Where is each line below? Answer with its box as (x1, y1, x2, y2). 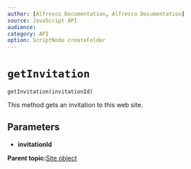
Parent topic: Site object (7, 153, 78, 162)
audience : (7, 23, 37, 31)
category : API (7, 30, 50, 38)
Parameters (7, 121, 60, 133)
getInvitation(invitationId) (7, 88, 93, 96)
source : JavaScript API (7, 17, 78, 24)
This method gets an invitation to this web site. (7, 101, 144, 109)
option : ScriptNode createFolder (7, 37, 106, 44)
